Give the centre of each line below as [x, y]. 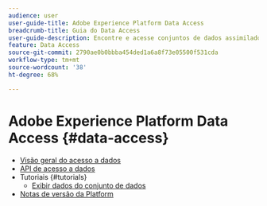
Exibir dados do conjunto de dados [89, 185]
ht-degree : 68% [33, 75]
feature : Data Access [44, 45]
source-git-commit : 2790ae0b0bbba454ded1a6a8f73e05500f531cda [113, 52]
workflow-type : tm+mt [44, 60]
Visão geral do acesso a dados [70, 160]
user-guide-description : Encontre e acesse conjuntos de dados [115, 38]
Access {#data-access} [89, 138]
